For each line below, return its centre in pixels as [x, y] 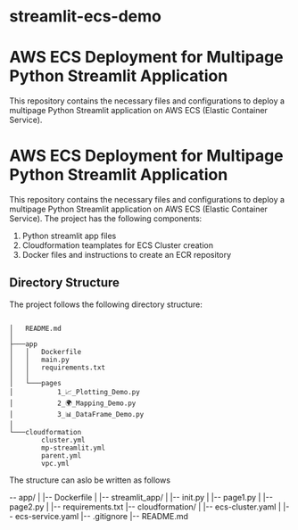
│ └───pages [36, 383]
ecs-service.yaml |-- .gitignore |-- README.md [102, 516]
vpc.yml [55, 463]
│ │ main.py [39, 360]
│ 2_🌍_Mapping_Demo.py [73, 403]
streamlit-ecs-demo [86, 17]
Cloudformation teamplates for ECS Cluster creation [118, 245]
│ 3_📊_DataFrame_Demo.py [77, 414]
